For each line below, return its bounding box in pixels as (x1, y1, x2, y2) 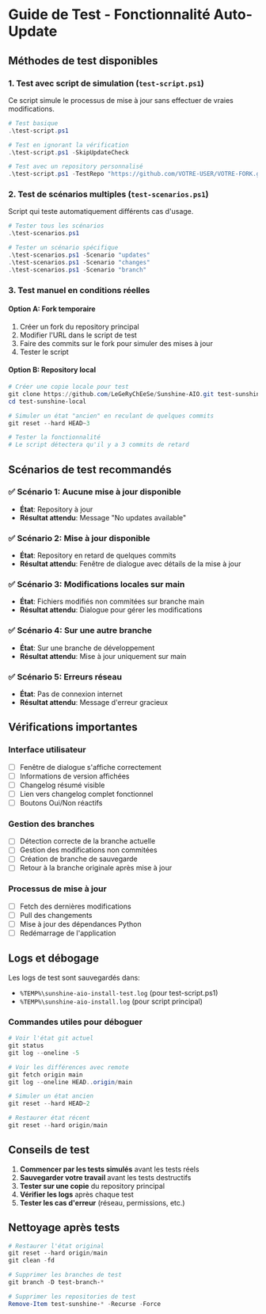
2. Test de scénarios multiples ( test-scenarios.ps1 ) (8, 189, 209, 200)
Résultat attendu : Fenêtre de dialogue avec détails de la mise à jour (19, 559, 241, 569)
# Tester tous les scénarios (8, 222, 104, 230)
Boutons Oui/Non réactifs (19, 798, 103, 807)
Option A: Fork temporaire (8, 304, 96, 314)
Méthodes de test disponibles (8, 54, 158, 67)
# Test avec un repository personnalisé (8, 162, 144, 171)
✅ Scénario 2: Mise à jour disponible (8, 532, 150, 543)
